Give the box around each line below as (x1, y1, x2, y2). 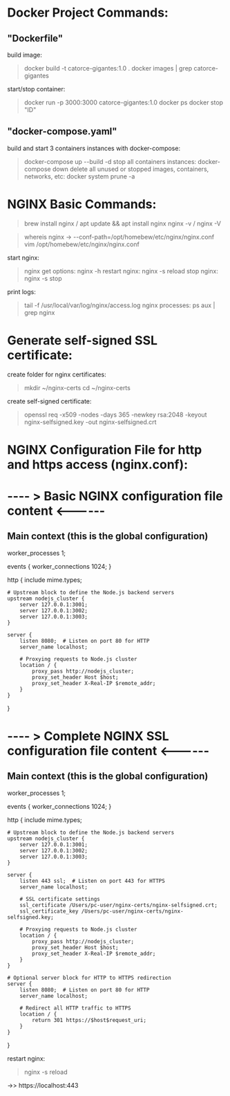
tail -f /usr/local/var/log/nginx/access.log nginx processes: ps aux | (23, 301, 215, 309)
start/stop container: (7, 85, 66, 93)
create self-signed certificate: (7, 396, 92, 405)
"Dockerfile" (7, 33, 64, 44)
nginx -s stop (23, 274, 62, 282)
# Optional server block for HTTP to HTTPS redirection (7, 974, 171, 981)
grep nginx (23, 308, 55, 316)
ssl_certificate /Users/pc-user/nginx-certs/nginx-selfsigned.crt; (19, 902, 218, 908)
